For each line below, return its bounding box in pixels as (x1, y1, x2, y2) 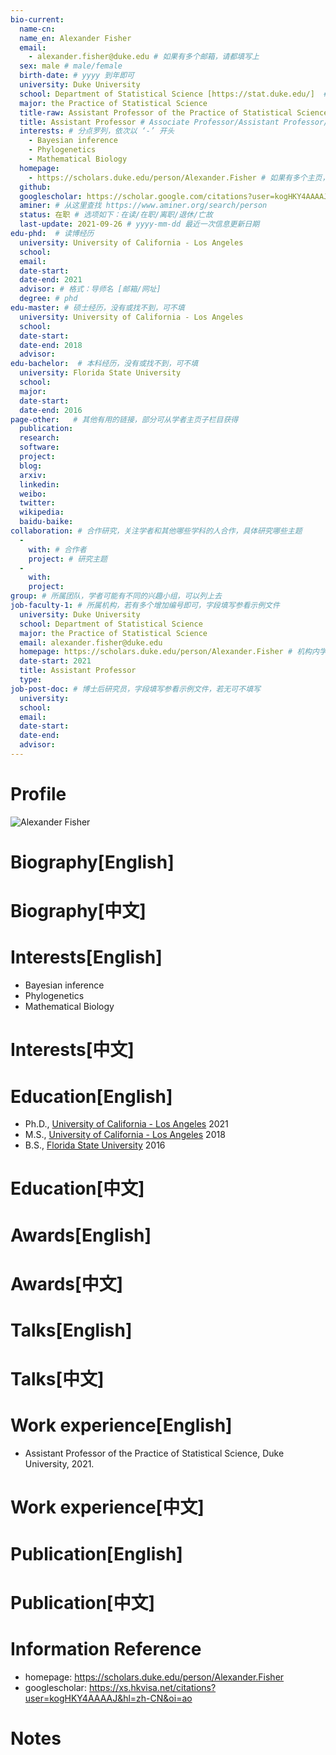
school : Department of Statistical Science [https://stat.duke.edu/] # (19, 89, 329, 99)
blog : (19, 461, 43, 471)
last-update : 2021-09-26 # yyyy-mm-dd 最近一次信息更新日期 (19, 219, 260, 230)
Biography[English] (10, 851, 175, 873)
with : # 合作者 (28, 544, 87, 555)
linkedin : (19, 479, 60, 490)
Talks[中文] (10, 1368, 105, 1391)
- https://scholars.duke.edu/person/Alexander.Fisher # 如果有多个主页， (28, 172, 330, 183)
